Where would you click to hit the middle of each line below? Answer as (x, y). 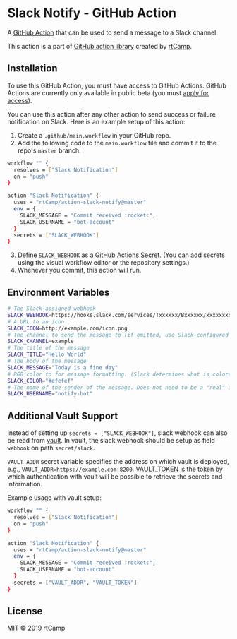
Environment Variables (59, 292)
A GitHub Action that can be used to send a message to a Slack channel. (113, 32)
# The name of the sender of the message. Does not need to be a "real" (116, 387)
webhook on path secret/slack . (51, 448)
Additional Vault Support (63, 416)
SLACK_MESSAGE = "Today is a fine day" (63, 368)
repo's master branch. (49, 150)
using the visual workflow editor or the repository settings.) (103, 263)
